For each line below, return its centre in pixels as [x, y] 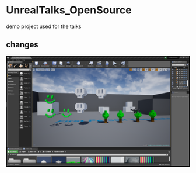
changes [22, 45]
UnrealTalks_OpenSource [69, 10]
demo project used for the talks [44, 26]
